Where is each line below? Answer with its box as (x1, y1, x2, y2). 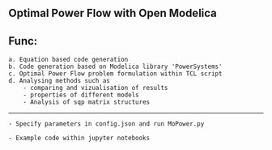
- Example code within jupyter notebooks (8, 134, 151, 143)
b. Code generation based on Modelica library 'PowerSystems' (8, 62, 223, 71)
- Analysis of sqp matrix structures (23, 98, 151, 106)
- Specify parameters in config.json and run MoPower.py (8, 120, 205, 128)
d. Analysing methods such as (8, 77, 111, 85)
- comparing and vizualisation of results (23, 84, 168, 92)
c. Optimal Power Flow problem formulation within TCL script (8, 70, 223, 78)
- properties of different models (23, 91, 139, 100)
